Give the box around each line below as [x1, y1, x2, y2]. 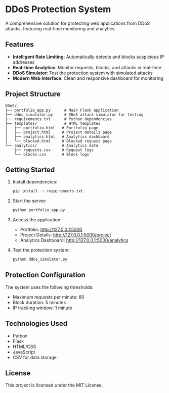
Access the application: [12, 217, 62, 223]
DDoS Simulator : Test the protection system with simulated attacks [12, 70, 153, 76]
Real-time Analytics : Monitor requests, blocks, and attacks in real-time [12, 64, 162, 70]
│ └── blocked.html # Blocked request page [5, 138, 112, 143]
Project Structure [5, 90, 61, 99]
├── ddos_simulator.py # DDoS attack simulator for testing [5, 112, 144, 117]
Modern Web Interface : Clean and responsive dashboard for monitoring [12, 75, 163, 81]
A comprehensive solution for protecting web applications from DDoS [5, 20, 150, 26]
